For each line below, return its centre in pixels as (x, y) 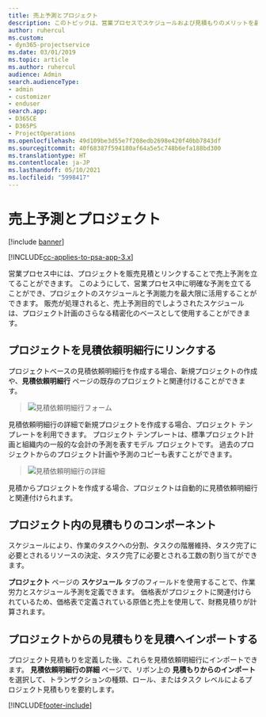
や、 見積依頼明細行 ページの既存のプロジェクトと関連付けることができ (123, 380)
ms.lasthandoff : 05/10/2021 (55, 170)
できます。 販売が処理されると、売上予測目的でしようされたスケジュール (126, 303)
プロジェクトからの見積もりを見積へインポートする (133, 639)
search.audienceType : (44, 82)
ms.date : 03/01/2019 (42, 52)
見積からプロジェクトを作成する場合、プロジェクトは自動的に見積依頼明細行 (133, 487)
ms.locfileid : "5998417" (49, 178)
